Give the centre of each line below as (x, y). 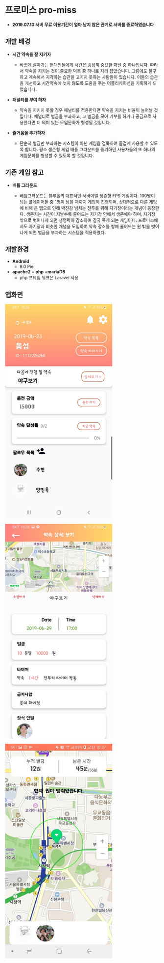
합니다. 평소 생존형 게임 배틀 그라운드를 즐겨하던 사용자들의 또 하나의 (90, 149)
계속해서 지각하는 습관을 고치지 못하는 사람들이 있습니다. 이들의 (89, 77)
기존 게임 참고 (24, 172)
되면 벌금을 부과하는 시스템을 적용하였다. (67, 232)
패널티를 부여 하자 (29, 100)
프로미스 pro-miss (41, 10)
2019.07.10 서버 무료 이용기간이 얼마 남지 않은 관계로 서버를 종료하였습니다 (83, 25)
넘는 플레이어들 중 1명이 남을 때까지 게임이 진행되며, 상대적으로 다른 (84, 202)
